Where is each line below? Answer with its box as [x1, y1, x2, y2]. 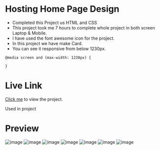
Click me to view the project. [5, 96, 63, 102]
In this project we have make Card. [12, 40, 83, 46]
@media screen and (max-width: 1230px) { [5, 55, 92, 60]
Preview [5, 123, 39, 134]
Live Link [5, 80, 43, 91]
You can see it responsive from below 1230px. [12, 46, 106, 51]
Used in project [5, 105, 36, 111]
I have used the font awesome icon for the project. [12, 35, 115, 41]
